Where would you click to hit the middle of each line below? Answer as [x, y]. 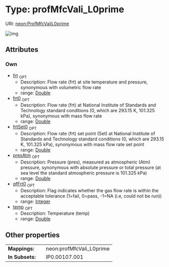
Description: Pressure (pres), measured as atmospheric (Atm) [85, 162]
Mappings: [21, 249]
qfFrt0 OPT [24, 184]
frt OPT [20, 76]
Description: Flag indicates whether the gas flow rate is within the [89, 190]
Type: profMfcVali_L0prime [65, 9]
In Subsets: [22, 257]
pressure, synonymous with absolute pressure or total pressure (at [91, 167]
